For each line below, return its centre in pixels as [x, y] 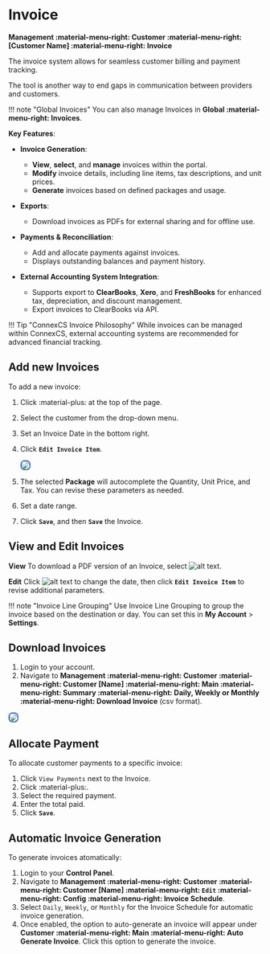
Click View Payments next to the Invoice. [85, 779]
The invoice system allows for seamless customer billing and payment [125, 61]
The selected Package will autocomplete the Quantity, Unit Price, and [135, 481]
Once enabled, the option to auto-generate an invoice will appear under [138, 924]
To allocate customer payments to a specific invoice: [96, 763]
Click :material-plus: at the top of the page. [91, 402]
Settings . [24, 622]
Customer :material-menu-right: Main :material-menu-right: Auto [131, 933]
